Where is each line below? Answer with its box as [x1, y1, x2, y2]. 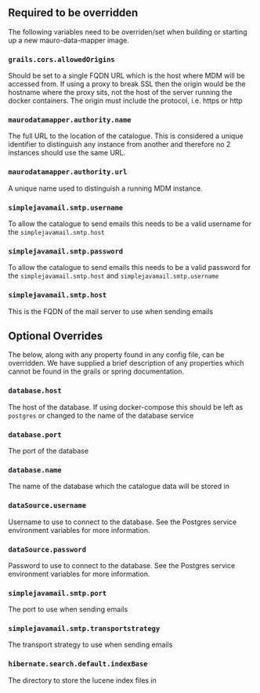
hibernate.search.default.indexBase [8, 659, 148, 669]
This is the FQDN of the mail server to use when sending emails [8, 306, 214, 316]
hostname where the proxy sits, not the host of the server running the [8, 88, 233, 97]
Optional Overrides [8, 329, 103, 342]
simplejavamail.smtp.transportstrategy [8, 624, 161, 633]
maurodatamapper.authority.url [8, 168, 128, 177]
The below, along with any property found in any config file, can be [8, 350, 225, 359]
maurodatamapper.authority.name [8, 115, 132, 125]
